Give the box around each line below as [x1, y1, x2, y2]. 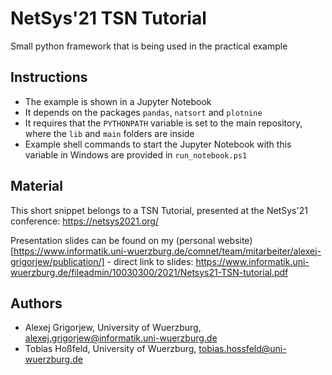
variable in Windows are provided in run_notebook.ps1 [24, 148, 248, 161]
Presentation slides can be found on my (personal [10, 234, 216, 246]
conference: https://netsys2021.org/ [10, 215, 159, 227]
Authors [10, 295, 63, 312]
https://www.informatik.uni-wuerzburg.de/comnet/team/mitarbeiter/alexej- [13, 245, 322, 257]
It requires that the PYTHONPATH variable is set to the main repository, [24, 117, 303, 129]
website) [217, 234, 253, 246]
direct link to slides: [113, 255, 194, 267]
